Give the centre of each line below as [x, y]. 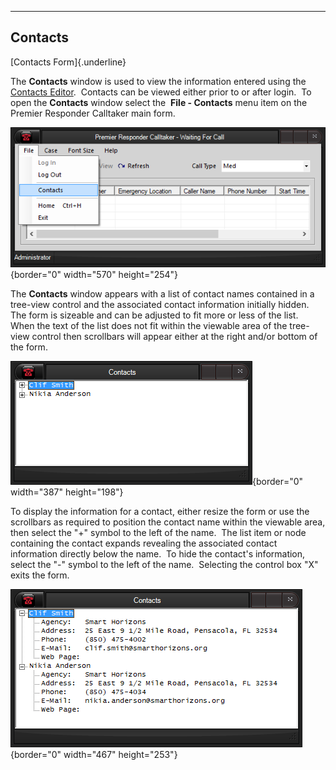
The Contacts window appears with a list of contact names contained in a [162, 294]
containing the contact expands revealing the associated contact [144, 543]
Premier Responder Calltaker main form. [93, 113]
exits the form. [40, 575]
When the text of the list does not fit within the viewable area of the [149, 326]
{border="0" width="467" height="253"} [94, 755]
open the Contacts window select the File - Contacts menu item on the [159, 102]
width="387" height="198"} [67, 492]
